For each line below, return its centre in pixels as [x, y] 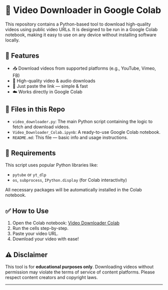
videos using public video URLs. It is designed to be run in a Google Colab [81, 29]
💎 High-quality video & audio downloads [54, 81]
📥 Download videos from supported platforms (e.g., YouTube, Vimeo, [84, 68]
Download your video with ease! [45, 239]
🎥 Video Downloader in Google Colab [83, 10]
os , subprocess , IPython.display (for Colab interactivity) [70, 180]
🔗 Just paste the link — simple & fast [50, 86]
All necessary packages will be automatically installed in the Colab [74, 190]
